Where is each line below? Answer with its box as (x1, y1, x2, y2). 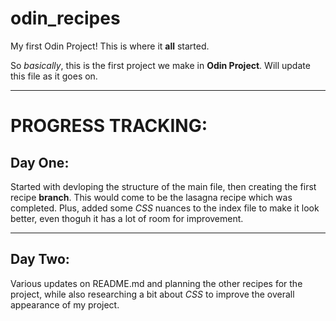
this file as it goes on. (10, 70, 98, 82)
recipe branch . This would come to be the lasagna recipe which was (10, 191, 293, 203)
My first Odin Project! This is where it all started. (10, 40, 210, 52)
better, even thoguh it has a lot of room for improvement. (10, 212, 244, 224)
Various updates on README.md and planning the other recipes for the (10, 277, 303, 289)
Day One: (10, 154, 70, 171)
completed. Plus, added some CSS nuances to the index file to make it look (10, 202, 320, 214)
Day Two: (10, 251, 70, 268)
